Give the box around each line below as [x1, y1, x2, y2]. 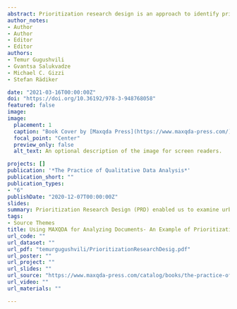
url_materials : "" [7, 285, 61, 292]
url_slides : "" [7, 265, 52, 272]
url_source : [7, 272, 42, 279]
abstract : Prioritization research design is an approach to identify [7, 10, 219, 18]
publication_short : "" [7, 174, 74, 181]
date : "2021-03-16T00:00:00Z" [7, 89, 97, 96]
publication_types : [7, 180, 65, 187]
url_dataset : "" [7, 239, 55, 246]
